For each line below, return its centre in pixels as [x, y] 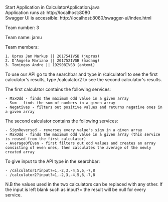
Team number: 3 [22, 28]
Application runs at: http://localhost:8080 [48, 13]
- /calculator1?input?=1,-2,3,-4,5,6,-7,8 [50, 170]
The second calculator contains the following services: [62, 121]
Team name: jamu [24, 37]
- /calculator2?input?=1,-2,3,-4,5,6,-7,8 [50, 175]
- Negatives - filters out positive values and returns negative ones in [84, 107]
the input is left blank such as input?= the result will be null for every [76, 189]
